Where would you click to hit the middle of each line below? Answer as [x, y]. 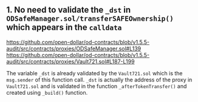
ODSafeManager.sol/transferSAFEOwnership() [90, 19]
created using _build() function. [47, 92]
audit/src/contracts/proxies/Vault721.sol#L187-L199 [70, 61]
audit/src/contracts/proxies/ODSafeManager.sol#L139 [74, 49]
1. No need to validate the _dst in [69, 10]
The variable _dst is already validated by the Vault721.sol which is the [94, 73]
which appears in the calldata [64, 28]
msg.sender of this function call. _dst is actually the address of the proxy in [99, 80]
